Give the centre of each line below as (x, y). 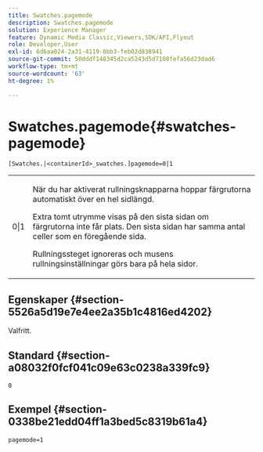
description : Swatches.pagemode (61, 23)
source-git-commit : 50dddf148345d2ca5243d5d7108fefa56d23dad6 (112, 60)
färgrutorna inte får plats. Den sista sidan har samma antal (139, 226)
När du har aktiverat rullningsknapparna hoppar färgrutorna (142, 190)
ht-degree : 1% (31, 81)
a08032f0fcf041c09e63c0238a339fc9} (109, 368)
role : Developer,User (43, 45)
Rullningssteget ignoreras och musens (103, 254)
